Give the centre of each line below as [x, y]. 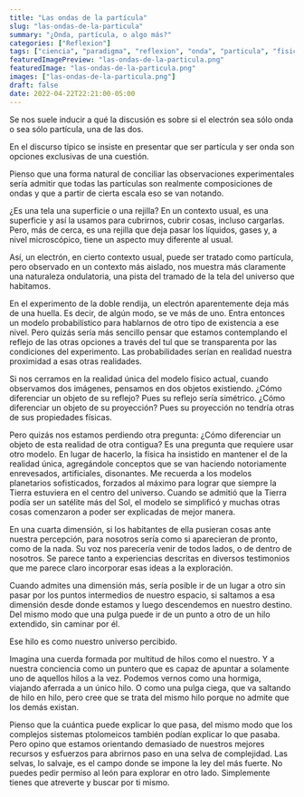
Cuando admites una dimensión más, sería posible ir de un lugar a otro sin [147, 585]
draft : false [34, 85]
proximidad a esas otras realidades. [76, 361]
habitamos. [30, 285]
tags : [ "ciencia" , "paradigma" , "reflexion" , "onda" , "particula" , [139, 52]
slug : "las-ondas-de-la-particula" [76, 26]
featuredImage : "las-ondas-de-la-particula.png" [103, 69]
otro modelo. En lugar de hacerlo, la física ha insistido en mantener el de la [148, 454]
